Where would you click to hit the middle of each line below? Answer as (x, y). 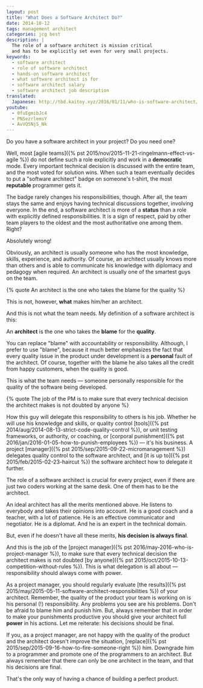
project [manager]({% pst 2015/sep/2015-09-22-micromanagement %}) (96, 449)
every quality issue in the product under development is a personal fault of (100, 356)
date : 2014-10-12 (28, 23)
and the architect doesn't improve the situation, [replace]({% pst (86, 641)
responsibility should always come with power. (64, 573)
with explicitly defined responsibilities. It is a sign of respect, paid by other (99, 216)
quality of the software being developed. (57, 387)
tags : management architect (42, 29)
